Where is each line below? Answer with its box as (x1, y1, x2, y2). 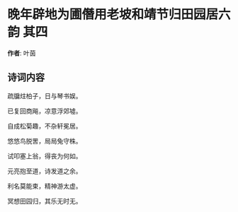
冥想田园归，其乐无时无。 (7, 196, 82, 205)
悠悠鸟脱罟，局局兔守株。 (7, 136, 82, 145)
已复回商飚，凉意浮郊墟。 (7, 107, 82, 115)
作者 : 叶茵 (7, 49, 36, 57)
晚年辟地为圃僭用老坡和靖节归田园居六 (7, 6, 232, 23)
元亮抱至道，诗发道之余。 (7, 167, 82, 175)
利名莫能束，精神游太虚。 (7, 182, 82, 190)
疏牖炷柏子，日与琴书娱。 (7, 91, 82, 100)
